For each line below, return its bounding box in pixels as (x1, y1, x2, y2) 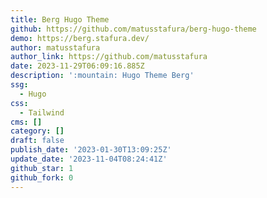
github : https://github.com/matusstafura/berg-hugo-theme (10, 24, 257, 34)
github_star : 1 (10, 163, 74, 173)
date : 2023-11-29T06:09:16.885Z (10, 61, 145, 71)
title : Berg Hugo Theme (10, 14, 110, 25)
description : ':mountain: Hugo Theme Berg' (10, 71, 195, 81)
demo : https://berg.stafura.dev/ (10, 33, 150, 43)
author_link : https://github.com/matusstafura (10, 52, 208, 62)
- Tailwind (19, 107, 65, 118)
